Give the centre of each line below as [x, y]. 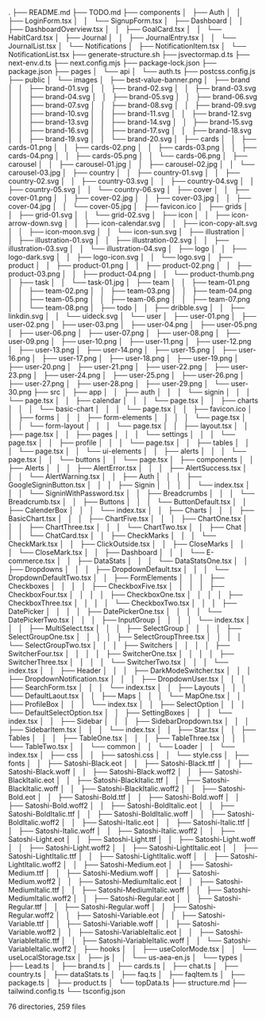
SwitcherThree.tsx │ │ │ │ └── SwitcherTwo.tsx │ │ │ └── [118, 662]
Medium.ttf [26, 873]
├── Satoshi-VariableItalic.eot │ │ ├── [146, 932]
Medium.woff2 [32, 881]
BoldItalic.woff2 [34, 822]
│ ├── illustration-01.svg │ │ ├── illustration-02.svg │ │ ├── [119, 240]
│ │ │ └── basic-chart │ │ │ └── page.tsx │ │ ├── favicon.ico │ [130, 409]
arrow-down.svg [35, 223]
